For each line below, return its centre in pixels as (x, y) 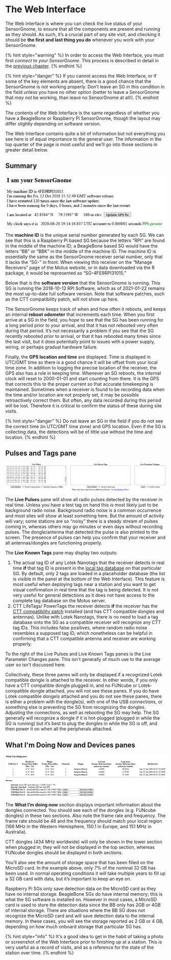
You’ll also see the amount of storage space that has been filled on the (79, 863)
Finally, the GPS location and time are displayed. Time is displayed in (78, 357)
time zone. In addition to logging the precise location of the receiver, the (81, 367)
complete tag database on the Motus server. (59, 601)
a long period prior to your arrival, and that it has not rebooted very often (82, 325)
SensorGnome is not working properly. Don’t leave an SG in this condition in (85, 87)
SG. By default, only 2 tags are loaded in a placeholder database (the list (89, 574)
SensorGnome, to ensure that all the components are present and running (83, 29)
